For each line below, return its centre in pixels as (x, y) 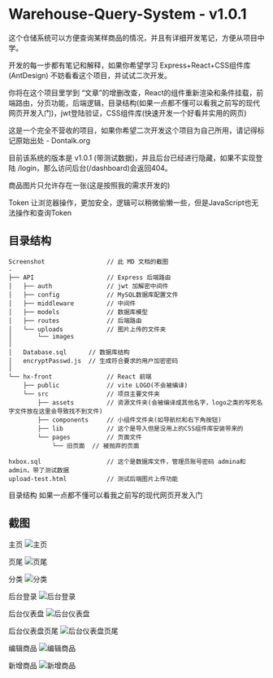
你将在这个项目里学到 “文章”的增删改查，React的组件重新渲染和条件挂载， (132, 92)
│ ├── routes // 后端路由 (75, 321)
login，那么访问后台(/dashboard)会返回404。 (96, 168)
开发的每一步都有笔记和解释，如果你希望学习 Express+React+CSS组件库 (130, 65)
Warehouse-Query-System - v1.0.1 (128, 14)
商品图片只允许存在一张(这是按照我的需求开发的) (89, 185)
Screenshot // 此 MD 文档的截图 (89, 261)
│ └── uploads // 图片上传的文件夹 (87, 329)
